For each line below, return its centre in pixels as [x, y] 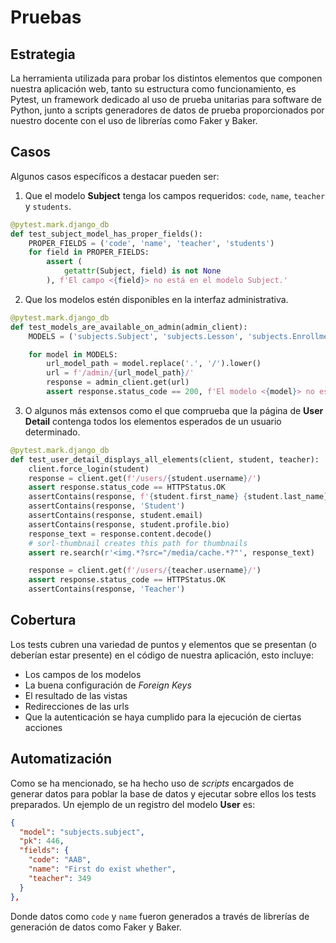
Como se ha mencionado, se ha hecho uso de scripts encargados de [152, 783]
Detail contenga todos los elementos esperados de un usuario [153, 421]
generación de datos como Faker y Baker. [96, 927]
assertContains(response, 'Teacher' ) [107, 589]
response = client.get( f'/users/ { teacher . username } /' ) [145, 571]
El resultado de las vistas [76, 695]
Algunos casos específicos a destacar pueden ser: [115, 176]
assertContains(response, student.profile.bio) [129, 524]
